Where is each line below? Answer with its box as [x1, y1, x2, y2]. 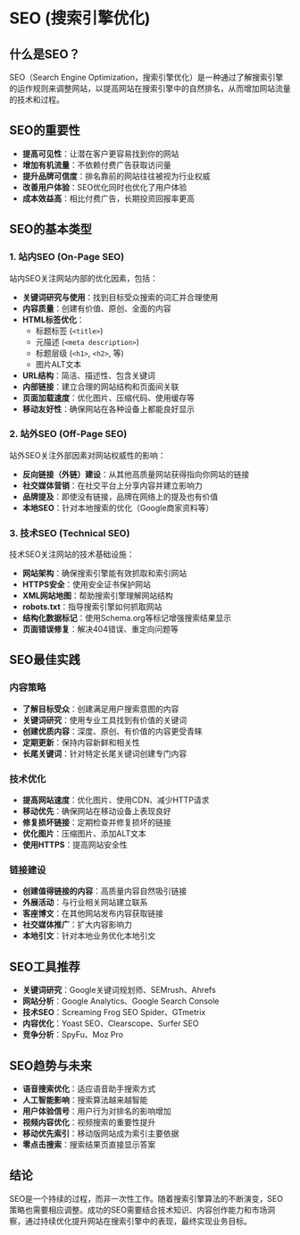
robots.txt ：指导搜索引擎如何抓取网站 [21, 601, 162, 612]
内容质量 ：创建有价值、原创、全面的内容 [21, 303, 171, 314]
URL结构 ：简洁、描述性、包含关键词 [21, 370, 156, 381]
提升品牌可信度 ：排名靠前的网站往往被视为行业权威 [21, 171, 211, 181]
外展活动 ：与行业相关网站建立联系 [21, 897, 148, 908]
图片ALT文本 [35, 358, 82, 369]
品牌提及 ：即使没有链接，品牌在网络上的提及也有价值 [21, 491, 219, 501]
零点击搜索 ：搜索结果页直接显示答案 [21, 1139, 156, 1149]
